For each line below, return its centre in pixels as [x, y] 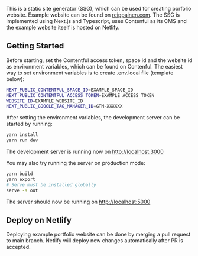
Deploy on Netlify [39, 220]
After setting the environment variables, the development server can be [93, 118]
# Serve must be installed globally [51, 185]
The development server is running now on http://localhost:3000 [85, 152]
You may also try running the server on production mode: [76, 163]
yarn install [22, 135]
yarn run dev [22, 140]
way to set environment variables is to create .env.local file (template [90, 73]
